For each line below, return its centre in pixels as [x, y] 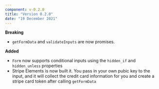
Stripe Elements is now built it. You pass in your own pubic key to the [81, 71]
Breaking [14, 33]
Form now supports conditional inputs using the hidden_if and [74, 61]
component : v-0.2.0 [25, 9]
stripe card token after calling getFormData [54, 81]
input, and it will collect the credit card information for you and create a [83, 76]
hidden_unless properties [37, 66]
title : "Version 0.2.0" [29, 14]
